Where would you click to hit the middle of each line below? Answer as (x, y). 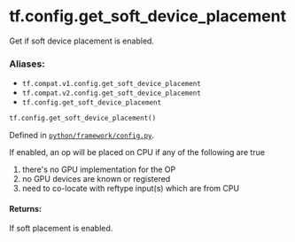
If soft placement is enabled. (61, 229)
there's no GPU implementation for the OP (99, 169)
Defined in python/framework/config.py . (82, 136)
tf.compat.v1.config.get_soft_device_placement (111, 84)
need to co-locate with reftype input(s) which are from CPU (131, 189)
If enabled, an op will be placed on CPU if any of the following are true (137, 152)
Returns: (26, 208)
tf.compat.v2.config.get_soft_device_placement (111, 94)
